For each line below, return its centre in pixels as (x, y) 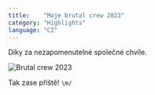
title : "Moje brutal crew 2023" (66, 15)
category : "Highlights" (47, 23)
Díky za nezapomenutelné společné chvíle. (77, 53)
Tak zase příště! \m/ (40, 82)
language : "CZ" (33, 30)
